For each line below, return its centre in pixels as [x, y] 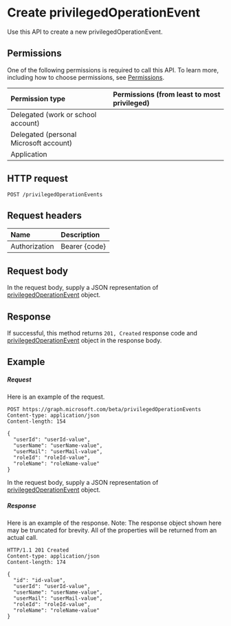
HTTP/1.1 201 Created [38, 550]
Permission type [38, 98]
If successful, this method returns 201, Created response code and [102, 333]
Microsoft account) [42, 143]
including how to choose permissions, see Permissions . [86, 77]
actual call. [22, 538]
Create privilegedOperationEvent [104, 13]
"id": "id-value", [40, 581]
